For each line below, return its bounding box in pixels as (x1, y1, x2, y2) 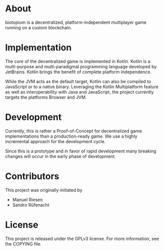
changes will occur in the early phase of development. (5, 153, 116, 159)
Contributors (5, 171, 59, 182)
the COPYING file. (5, 241, 42, 247)
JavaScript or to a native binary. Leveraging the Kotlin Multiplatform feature (5, 84, 159, 90)
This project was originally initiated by (5, 187, 83, 193)
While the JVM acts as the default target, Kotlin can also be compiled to (5, 78, 151, 84)
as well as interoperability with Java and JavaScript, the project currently (5, 89, 154, 95)
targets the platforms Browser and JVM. (5, 94, 87, 100)
